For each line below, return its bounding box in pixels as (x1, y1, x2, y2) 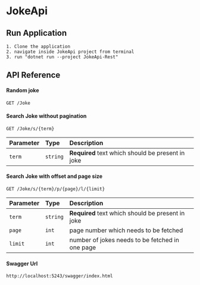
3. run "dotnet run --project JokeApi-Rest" (6, 54, 118, 60)
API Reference (6, 70, 61, 80)
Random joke (6, 86, 39, 93)
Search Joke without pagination (6, 112, 87, 120)
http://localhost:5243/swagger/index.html (6, 273, 113, 279)
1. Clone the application (6, 43, 70, 49)
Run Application (6, 28, 67, 38)
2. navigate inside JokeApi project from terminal (6, 49, 135, 55)
